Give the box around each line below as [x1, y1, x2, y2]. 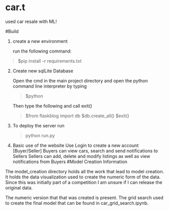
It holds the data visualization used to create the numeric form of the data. [5, 174, 161, 180]
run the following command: [12, 48, 72, 54]
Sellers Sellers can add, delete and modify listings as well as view [12, 153, 150, 159]
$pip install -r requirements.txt [17, 58, 82, 64]
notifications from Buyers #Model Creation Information [12, 159, 127, 165]
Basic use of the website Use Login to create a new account [12, 142, 139, 148]
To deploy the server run [12, 122, 65, 128]
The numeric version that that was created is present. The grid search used [5, 194, 164, 200]
